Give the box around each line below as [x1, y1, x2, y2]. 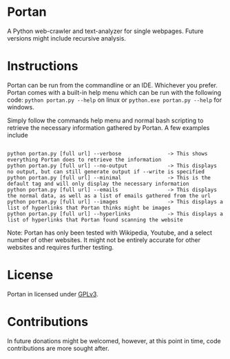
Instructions [7, 58, 79, 74]
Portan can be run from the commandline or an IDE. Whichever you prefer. [7, 80, 218, 89]
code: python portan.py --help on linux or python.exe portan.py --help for [7, 96, 222, 104]
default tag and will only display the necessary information [7, 180, 189, 187]
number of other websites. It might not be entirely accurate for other [7, 235, 201, 244]
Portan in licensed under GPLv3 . [7, 290, 98, 298]
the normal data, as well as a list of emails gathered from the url [7, 192, 211, 199]
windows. [7, 102, 34, 111]
